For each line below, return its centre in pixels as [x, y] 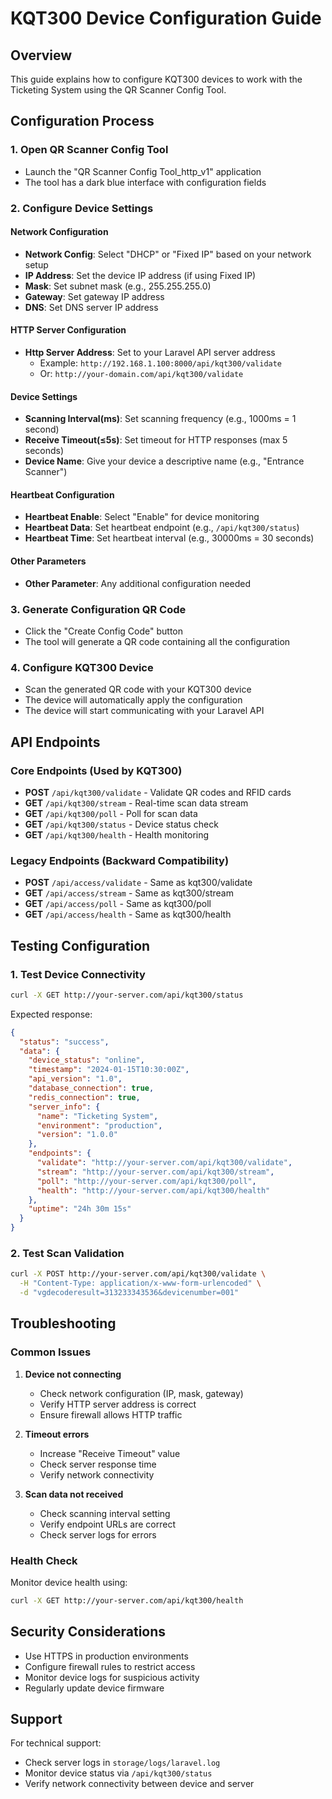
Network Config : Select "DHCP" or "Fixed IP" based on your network [168, 254]
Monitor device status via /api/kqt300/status [118, 1773]
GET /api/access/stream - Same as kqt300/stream [129, 893]
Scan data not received [74, 1494]
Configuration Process [82, 121]
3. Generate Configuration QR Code [98, 609]
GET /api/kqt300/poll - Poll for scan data [111, 813]
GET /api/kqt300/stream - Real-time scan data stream [136, 803]
